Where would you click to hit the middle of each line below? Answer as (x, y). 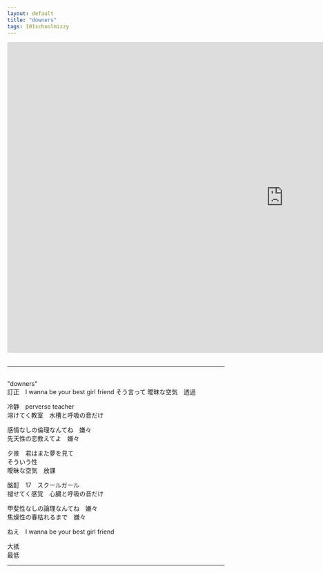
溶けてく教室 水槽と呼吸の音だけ (56, 416)
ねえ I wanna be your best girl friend (61, 532)
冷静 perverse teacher (41, 407)
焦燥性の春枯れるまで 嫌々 (47, 517)
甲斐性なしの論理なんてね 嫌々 (52, 509)
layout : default (30, 13)
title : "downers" (32, 20)
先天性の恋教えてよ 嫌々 (43, 438)
